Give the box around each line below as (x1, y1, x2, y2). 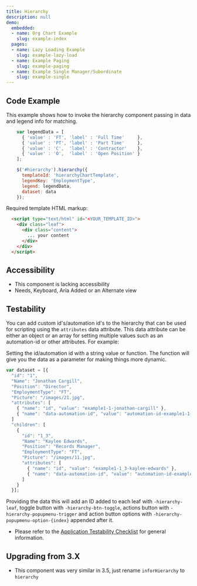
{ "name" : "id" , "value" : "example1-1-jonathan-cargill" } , (16, 406, 167, 412)
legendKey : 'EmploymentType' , (21, 177, 96, 184)
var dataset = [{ (6, 368, 49, 373)
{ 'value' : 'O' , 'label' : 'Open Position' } (21, 151, 141, 157)
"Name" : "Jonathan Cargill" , (11, 378, 83, 384)
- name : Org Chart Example (11, 31, 77, 36)
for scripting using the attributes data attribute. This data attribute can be (6, 326, 186, 333)
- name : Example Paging (11, 58, 69, 63)
